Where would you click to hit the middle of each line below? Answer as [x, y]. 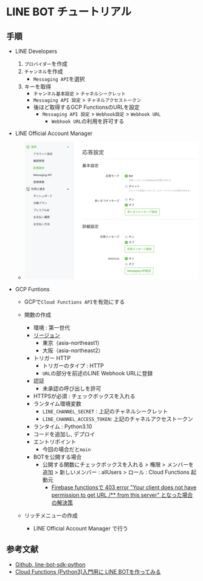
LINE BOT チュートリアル [69, 12]
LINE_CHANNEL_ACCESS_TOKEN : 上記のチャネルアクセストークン [118, 419]
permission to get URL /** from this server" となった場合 [122, 495]
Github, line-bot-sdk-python [50, 564]
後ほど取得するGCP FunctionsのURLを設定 [86, 107]
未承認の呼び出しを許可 [72, 388]
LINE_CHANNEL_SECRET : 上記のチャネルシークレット [105, 411]
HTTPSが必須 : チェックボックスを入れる [84, 396]
